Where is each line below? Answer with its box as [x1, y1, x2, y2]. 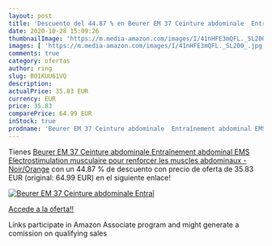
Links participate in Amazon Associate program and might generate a [8, 219, 240, 229]
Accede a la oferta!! [8, 204, 74, 214]
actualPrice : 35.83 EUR [8, 87, 89, 95]
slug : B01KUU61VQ [8, 72, 67, 80]
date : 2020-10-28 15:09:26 [8, 27, 100, 35]
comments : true [8, 49, 60, 57]
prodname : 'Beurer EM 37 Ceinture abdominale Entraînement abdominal [8, 125, 252, 133]
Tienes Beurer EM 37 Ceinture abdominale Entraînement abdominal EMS [8, 146, 250, 156]
